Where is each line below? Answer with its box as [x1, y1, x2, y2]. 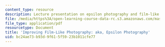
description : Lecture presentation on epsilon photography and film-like [5, 12, 160, 17]
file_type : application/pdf [5, 21, 63, 26]
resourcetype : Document [5, 25, 54, 30]
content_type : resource [5, 7, 54, 12]
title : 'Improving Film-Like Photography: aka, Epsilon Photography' [5, 30, 151, 35]
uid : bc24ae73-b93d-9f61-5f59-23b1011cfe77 [5, 35, 96, 40]
